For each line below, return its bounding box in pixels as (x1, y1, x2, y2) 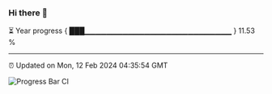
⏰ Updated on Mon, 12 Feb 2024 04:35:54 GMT (8, 60, 168, 71)
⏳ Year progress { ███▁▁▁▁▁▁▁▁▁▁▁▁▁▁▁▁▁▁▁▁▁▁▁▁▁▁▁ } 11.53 (8, 26, 255, 35)
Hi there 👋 (8, 7, 49, 18)
